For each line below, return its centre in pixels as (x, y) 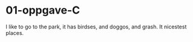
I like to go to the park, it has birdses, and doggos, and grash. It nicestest (96, 27)
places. (15, 33)
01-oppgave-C (43, 10)
